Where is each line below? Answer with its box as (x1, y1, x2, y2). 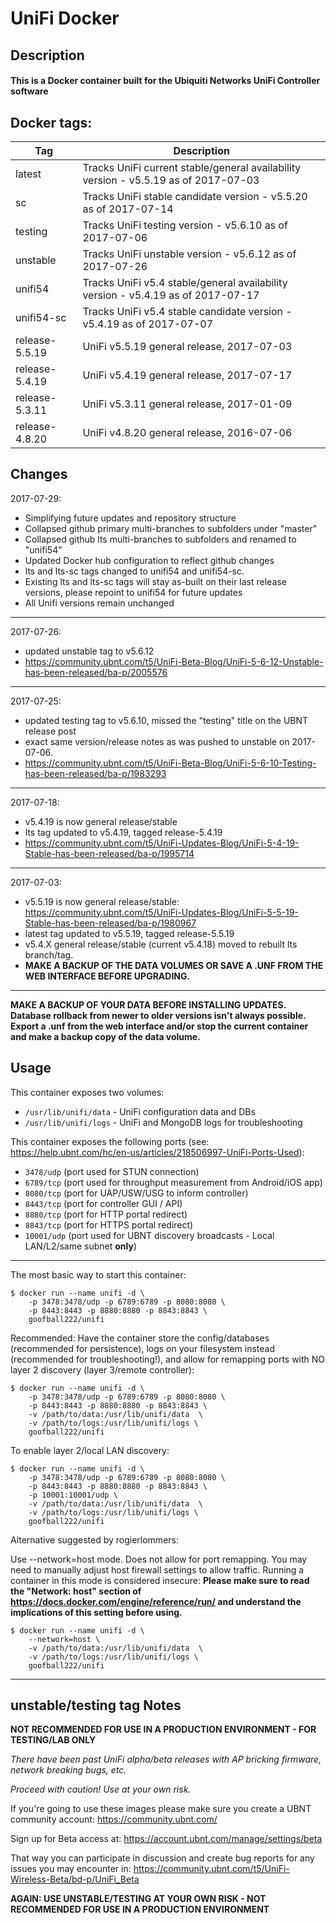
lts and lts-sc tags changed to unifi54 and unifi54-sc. (24, 565, 245, 577)
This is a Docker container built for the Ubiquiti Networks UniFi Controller (10, 75, 321, 87)
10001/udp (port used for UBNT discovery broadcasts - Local (24, 1229, 275, 1241)
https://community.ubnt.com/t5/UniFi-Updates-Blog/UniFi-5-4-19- (24, 837, 300, 849)
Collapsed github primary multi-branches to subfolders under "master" (24, 522, 318, 534)
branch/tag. (24, 948, 74, 961)
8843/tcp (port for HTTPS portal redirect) (24, 1218, 194, 1231)
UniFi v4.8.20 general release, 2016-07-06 (82, 425, 293, 439)
